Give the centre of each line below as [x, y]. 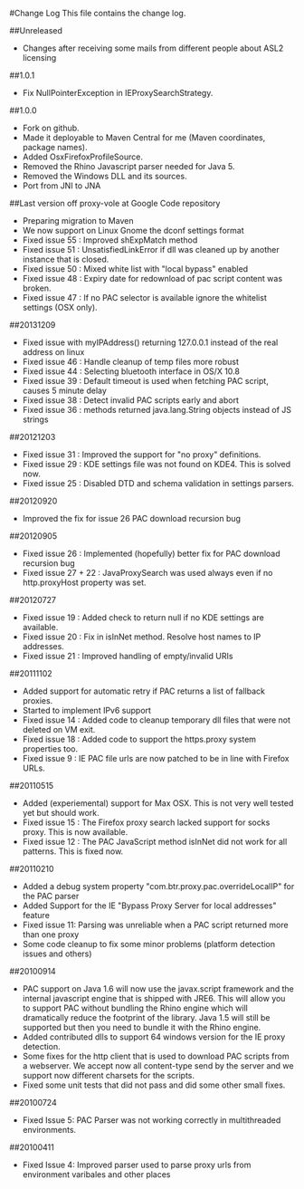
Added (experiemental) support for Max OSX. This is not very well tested [158, 803]
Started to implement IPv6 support [87, 710]
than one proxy [51, 935]
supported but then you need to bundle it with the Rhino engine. [142, 1027]
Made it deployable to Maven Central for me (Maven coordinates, [144, 138]
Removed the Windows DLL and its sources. [104, 176]
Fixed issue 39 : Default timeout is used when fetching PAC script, [145, 381]
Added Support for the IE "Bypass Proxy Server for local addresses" [150, 906]
